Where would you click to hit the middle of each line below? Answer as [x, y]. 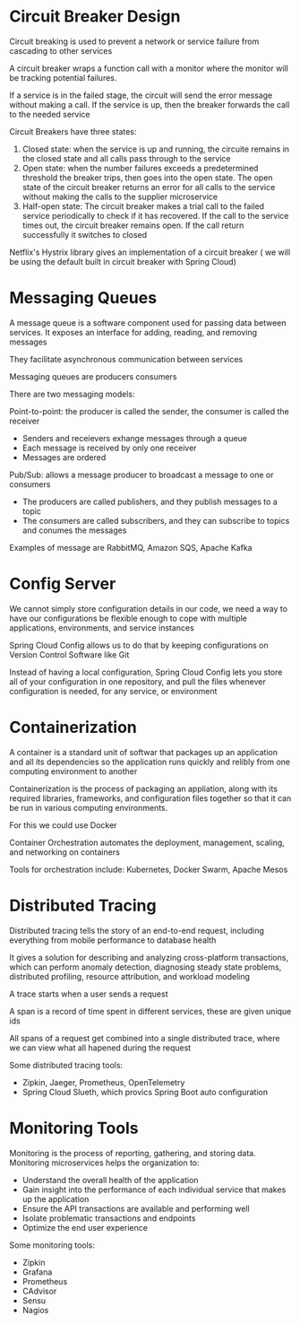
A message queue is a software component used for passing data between [148, 322]
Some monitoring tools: [52, 1245]
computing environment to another [73, 771]
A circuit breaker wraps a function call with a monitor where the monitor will [149, 68]
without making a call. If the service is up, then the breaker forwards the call [150, 104]
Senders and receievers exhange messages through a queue [135, 438]
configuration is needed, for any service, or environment [113, 691]
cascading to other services [61, 50]
